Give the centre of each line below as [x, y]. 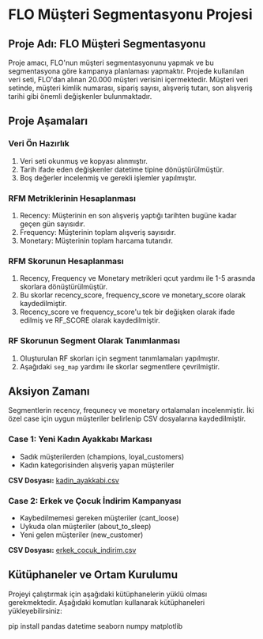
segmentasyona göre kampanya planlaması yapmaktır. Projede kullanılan [126, 71]
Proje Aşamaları [48, 121]
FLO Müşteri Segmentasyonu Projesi [130, 15]
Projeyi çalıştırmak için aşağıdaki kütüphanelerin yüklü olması [108, 594]
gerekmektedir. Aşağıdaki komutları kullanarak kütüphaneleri [107, 602]
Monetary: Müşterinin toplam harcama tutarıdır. [96, 240]
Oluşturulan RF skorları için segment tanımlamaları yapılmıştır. [119, 358]
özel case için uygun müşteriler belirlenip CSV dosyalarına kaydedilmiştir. [127, 419]
